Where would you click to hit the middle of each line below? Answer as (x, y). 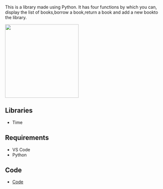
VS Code (21, 149)
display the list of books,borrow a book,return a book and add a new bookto (81, 12)
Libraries (19, 110)
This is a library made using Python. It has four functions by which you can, (81, 7)
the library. (16, 17)
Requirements (27, 138)
